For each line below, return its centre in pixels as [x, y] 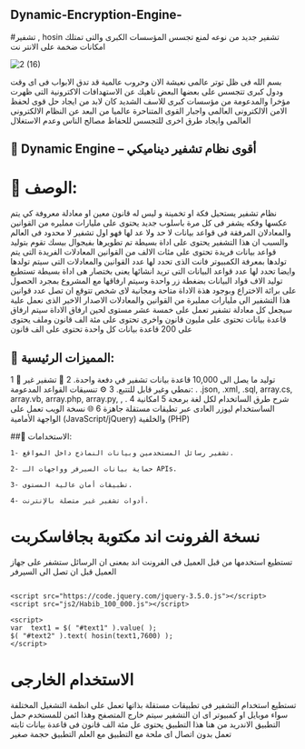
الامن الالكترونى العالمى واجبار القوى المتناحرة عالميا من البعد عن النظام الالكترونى [149, 110]
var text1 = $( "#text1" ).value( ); [84, 628]
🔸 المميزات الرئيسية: [63, 358]
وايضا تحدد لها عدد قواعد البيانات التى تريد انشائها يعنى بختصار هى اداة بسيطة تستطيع [153, 271]
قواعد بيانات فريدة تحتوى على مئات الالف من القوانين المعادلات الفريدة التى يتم [143, 252]
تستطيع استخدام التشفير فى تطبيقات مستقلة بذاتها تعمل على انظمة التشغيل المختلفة [153, 704]
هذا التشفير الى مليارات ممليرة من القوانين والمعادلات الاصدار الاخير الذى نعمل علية [151, 300]
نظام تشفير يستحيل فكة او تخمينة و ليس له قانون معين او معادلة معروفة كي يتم [144, 214]
